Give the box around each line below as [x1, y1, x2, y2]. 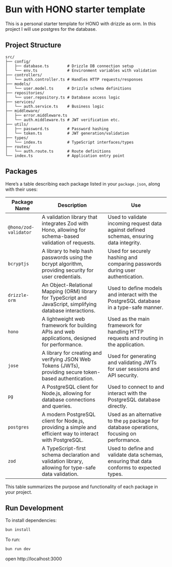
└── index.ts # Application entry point [5, 153, 125, 158]
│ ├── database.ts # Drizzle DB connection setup [5, 63, 134, 69]
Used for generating [107, 352, 156, 359]
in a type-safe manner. [107, 303, 164, 311]
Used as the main [107, 315, 150, 322]
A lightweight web [41, 315, 85, 322]
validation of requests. [41, 239, 96, 246]
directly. [107, 402, 127, 410]
